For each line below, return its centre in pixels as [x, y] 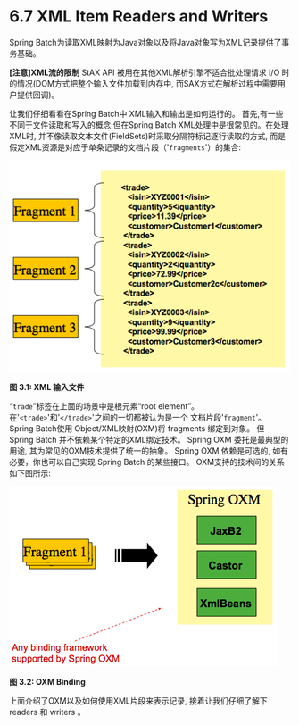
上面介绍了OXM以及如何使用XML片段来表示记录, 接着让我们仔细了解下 [138, 700]
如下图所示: [30, 473]
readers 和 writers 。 [47, 712]
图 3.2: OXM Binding [48, 681]
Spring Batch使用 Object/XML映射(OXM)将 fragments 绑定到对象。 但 [137, 428]
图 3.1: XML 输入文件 [47, 387]
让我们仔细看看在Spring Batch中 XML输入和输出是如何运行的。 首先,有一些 [146, 113]
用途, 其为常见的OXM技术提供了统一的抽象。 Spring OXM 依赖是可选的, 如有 [149, 450]
